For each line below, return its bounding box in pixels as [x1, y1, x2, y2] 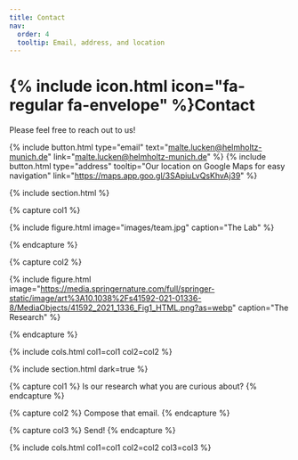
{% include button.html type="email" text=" [9, 142, 169, 152]
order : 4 [17, 29, 50, 38]
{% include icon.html [9, 77, 168, 96]
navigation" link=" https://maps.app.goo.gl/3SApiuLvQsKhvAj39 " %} [9, 170, 258, 181]
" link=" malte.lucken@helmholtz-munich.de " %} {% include [47, 152, 267, 162]
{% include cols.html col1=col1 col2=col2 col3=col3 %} [9, 442, 212, 453]
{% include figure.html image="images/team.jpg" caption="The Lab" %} [9, 222, 275, 233]
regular [9, 95, 64, 116]
